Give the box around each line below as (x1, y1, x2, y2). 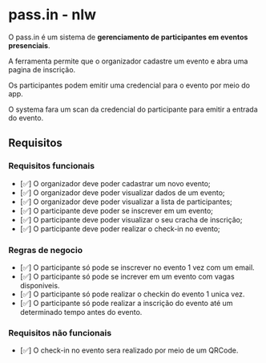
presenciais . (8, 40, 50, 50)
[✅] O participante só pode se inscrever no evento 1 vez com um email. (19, 263, 255, 272)
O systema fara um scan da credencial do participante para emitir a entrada (8, 104, 258, 114)
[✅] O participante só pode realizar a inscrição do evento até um (19, 298, 233, 308)
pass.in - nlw (8, 6, 97, 24)
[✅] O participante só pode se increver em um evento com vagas (19, 271, 235, 281)
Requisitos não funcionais (8, 327, 112, 338)
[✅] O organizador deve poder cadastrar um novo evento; (19, 178, 211, 188)
